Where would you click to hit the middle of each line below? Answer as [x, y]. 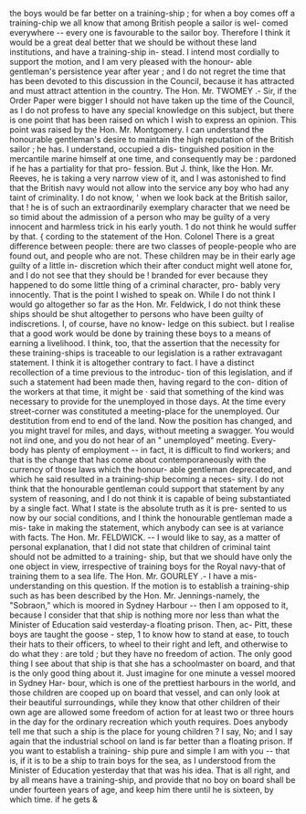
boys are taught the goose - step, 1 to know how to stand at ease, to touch [149, 634]
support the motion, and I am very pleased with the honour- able [131, 62]
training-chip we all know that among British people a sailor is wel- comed [149, 23]
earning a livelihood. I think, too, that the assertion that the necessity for [145, 343]
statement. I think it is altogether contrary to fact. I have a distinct [132, 363]
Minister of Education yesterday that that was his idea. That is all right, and [150, 770]
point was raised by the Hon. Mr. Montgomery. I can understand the [137, 130]
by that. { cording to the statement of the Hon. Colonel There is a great [142, 236]
